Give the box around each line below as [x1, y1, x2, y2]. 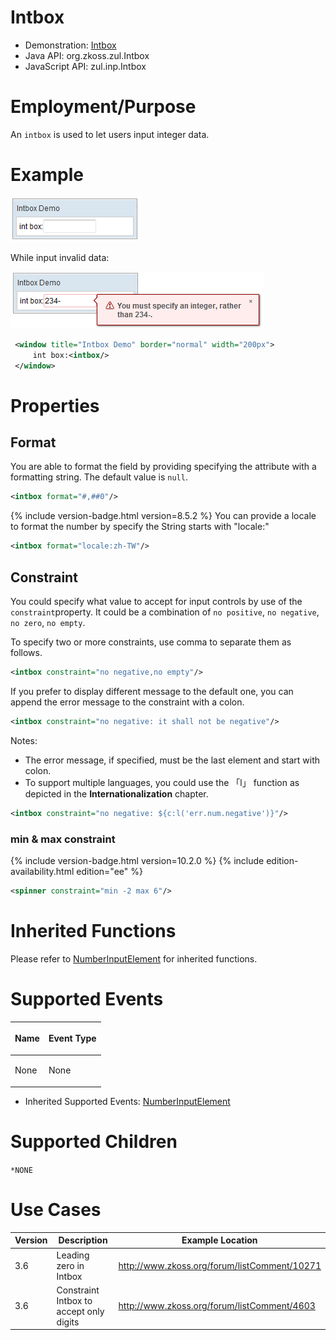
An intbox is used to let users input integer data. [10, 128, 210, 140]
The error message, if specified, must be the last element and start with [24, 754, 321, 766]
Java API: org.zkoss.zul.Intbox [24, 49, 150, 61]
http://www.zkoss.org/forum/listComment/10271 [118, 1259, 322, 1271]
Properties [10, 394, 100, 417]
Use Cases [10, 1199, 102, 1221]
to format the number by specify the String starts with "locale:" [10, 521, 270, 533]
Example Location [181, 1234, 258, 1246]
